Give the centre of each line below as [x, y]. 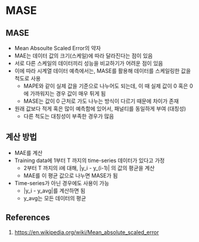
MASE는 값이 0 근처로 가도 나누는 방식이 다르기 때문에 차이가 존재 [101, 101]
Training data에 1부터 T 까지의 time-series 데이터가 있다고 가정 [90, 160]
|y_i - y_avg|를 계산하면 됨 [54, 191]
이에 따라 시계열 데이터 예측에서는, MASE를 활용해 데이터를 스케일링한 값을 [103, 71]
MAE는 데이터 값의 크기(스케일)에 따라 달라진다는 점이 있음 [83, 56]
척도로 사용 [28, 78]
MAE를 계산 [28, 152]
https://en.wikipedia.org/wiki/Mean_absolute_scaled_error [86, 232]
